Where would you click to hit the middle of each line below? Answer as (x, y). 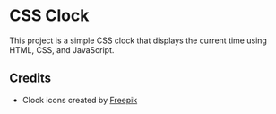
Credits (30, 79)
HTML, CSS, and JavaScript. (62, 49)
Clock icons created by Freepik (80, 100)
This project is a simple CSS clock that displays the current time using (138, 40)
